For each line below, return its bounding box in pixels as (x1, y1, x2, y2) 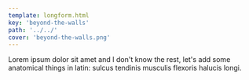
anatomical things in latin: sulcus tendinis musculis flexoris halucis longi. (8, 64, 242, 73)
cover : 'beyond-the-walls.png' (8, 33, 111, 42)
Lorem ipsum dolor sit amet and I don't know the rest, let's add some (8, 55, 231, 64)
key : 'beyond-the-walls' (8, 19, 90, 27)
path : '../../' (8, 26, 58, 34)
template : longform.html (8, 11, 90, 20)
